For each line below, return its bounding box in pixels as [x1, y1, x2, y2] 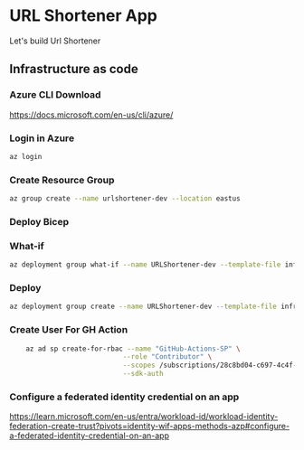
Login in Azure [9, 132, 75, 145]
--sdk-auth [122, 370, 165, 379]
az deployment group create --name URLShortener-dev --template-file [9, 302, 278, 312]
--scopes [122, 361, 156, 370]
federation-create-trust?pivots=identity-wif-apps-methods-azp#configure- [9, 421, 290, 432]
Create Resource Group [9, 173, 115, 186]
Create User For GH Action [9, 323, 128, 336]
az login [9, 152, 43, 161]
